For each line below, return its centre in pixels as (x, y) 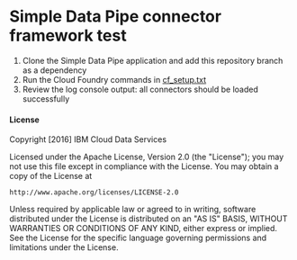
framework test (68, 36)
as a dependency (54, 70)
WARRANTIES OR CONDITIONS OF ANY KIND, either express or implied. (143, 229)
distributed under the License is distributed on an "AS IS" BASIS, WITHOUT (148, 219)
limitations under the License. (64, 247)
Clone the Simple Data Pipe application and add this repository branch (153, 60)
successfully (46, 99)
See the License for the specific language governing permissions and (138, 238)
